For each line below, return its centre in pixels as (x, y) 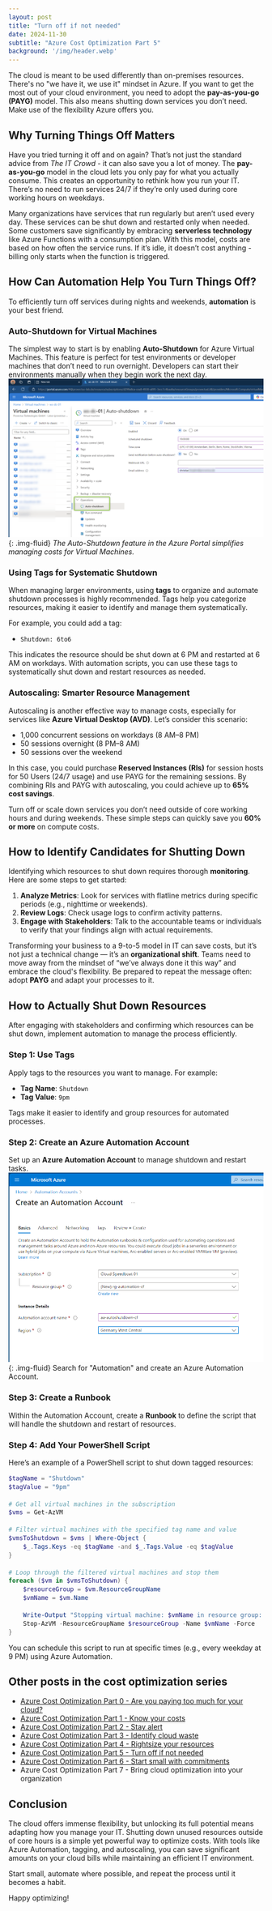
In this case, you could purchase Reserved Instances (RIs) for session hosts (136, 768)
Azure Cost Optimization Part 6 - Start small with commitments (125, 1761)
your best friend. (36, 310)
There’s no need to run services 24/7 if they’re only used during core (123, 189)
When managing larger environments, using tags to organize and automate (134, 591)
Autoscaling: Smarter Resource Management (99, 693)
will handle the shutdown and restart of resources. (92, 1424)
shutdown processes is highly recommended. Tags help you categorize (127, 599)
